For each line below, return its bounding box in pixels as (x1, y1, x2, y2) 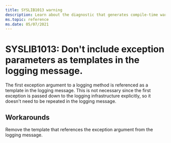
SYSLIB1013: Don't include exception (5, 44, 164, 55)
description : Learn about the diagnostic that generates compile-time (5, 12, 158, 17)
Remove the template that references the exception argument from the (5, 127, 153, 132)
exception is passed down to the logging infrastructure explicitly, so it (5, 93, 151, 99)
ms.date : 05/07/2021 (5, 21, 49, 27)
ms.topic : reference (5, 17, 49, 22)
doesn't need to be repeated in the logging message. (5, 98, 117, 104)
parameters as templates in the (5, 54, 140, 66)
